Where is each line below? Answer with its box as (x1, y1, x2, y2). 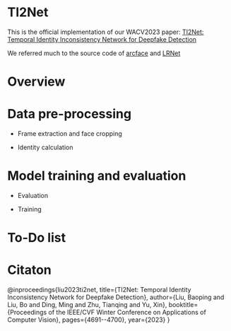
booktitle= (168, 301, 199, 309)
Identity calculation (17, 143, 73, 152)
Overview (7, 74, 66, 90)
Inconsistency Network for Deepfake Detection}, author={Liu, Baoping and (7, 293, 225, 301)
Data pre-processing (7, 106, 132, 122)
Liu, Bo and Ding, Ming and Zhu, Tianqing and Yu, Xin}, (7, 301, 167, 309)
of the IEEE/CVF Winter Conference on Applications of (48, 308, 206, 317)
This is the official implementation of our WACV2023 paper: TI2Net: (7, 28, 204, 36)
